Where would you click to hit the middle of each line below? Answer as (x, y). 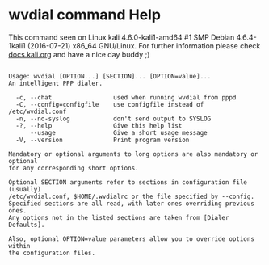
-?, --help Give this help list (99, 126)
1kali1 (17, 45)
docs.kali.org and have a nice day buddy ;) (79, 54)
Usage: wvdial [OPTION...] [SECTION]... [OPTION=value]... (110, 76)
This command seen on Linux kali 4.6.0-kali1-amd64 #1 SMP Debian (122, 37)
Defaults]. (27, 225)
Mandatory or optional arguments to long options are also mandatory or (133, 154)
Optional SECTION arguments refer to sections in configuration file (128, 182)
